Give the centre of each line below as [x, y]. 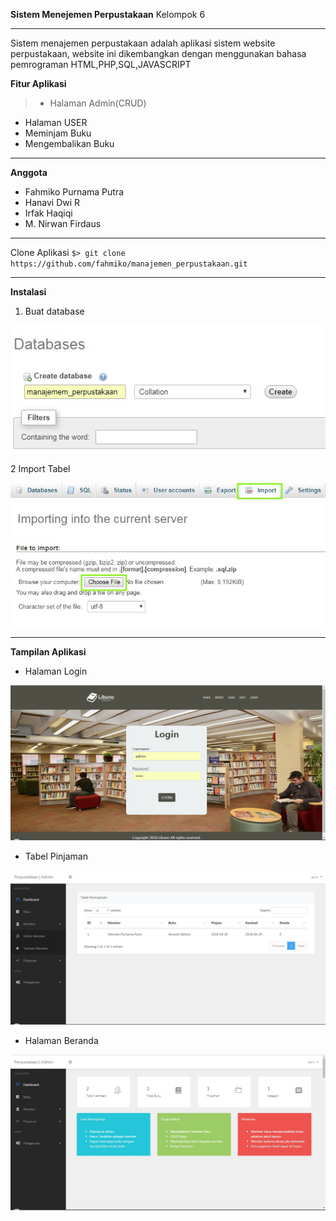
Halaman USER [56, 122]
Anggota [29, 172]
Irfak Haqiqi [48, 213]
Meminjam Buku [58, 133]
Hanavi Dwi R [52, 202]
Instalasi [28, 292]
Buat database [54, 311]
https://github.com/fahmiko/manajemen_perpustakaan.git [129, 264]
